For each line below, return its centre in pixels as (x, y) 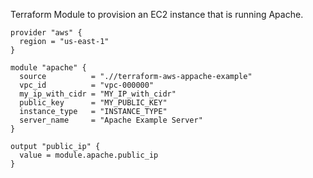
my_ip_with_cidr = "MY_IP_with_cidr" (98, 94)
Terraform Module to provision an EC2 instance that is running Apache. (157, 14)
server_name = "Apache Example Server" (111, 120)
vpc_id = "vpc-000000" (87, 85)
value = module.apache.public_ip (89, 155)
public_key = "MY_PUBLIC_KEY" (93, 103)
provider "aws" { (46, 33)
